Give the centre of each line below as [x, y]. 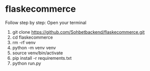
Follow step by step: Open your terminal [46, 23]
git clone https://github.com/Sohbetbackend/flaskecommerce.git [78, 32]
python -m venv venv [34, 47]
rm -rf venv [24, 42]
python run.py [26, 63]
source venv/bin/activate [38, 53]
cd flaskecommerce [32, 37]
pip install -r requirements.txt [42, 58]
